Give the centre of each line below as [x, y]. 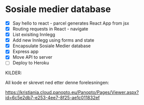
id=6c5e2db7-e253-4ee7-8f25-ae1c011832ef [53, 98]
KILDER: [14, 73]
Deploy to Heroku [31, 63]
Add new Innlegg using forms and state [53, 40]
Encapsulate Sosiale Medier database [52, 46]
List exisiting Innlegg [34, 35]
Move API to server [32, 57]
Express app [25, 52]
